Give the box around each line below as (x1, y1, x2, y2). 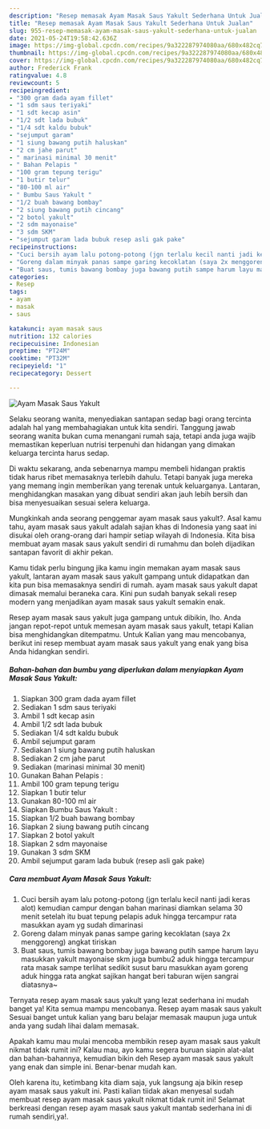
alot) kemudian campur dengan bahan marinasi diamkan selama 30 (20, 903, 244, 912)
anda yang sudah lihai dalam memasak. (9, 1021, 139, 1030)
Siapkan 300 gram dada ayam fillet (20, 693, 136, 703)
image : (9, 42, 31, 50)
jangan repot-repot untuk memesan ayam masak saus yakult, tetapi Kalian (9, 621, 254, 631)
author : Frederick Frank (9, 64, 92, 72)
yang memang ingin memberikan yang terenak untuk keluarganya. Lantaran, (9, 481, 260, 490)
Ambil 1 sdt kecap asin (20, 711, 95, 721)
